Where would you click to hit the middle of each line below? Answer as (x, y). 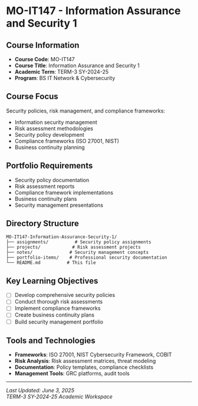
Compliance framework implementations (64, 192)
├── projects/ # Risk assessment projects (74, 247)
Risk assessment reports (44, 186)
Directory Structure (43, 224)
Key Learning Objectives (52, 281)
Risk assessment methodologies (54, 128)
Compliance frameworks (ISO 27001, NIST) (67, 141)
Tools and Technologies (51, 340)
